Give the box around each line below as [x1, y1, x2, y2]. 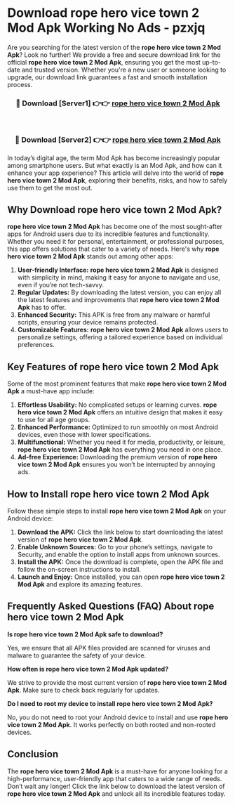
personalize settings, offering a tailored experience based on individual [17, 333, 223, 341]
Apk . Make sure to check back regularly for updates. [7, 686, 160, 694]
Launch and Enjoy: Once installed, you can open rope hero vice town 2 [17, 572, 225, 581]
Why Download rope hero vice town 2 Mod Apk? [7, 204, 222, 216]
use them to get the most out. [7, 183, 93, 192]
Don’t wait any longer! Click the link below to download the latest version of [7, 782, 226, 790]
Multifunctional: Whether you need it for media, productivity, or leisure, [17, 438, 226, 447]
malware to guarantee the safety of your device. [7, 651, 147, 660]
